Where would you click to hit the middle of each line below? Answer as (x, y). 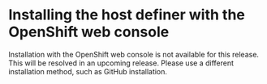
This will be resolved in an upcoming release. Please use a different (121, 63)
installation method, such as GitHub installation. (88, 71)
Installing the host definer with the (127, 15)
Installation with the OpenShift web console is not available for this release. (134, 54)
